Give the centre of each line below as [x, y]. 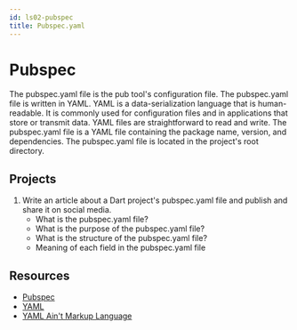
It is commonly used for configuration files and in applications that [167, 113]
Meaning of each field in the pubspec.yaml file [120, 248]
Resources [40, 275]
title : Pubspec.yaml [48, 26]
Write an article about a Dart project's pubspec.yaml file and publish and [155, 200]
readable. [27, 113]
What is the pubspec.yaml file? [92, 220]
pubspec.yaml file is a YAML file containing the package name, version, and [148, 132]
